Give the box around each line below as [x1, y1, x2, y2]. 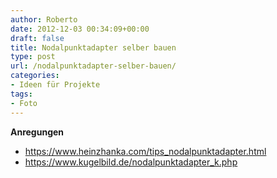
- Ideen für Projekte [10, 80, 101, 90]
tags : [10, 89, 33, 99]
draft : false [10, 33, 65, 43]
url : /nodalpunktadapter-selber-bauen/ [10, 61, 177, 71]
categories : [10, 71, 60, 81]
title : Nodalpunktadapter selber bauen [10, 42, 177, 53]
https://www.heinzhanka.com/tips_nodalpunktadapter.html [24, 145, 267, 157]
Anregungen [10, 126, 65, 138]
